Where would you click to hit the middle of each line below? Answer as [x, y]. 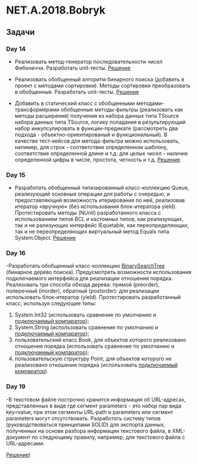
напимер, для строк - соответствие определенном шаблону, [91, 147]
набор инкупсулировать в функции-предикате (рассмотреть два [96, 128]
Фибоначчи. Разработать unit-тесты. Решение [73, 68]
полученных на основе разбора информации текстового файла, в [89, 430]
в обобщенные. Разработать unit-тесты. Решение [77, 91]
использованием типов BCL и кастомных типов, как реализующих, [99, 219]
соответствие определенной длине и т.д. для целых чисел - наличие [101, 153]
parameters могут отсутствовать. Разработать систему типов [84, 418]
